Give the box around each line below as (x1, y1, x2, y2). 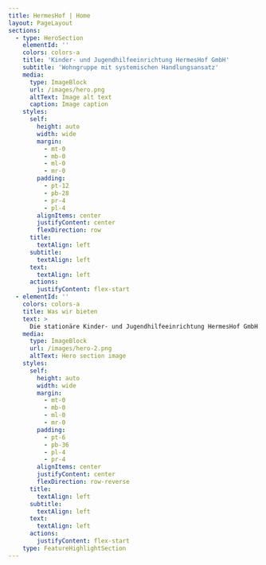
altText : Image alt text (29, 93, 112, 101)
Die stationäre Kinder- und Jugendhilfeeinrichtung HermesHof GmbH (29, 322, 259, 330)
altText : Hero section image (29, 352, 127, 360)
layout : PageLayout (8, 19, 73, 27)
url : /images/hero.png (29, 85, 105, 94)
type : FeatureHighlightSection (22, 544, 127, 552)
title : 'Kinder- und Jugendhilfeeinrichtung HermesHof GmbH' (22, 56, 229, 64)
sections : (8, 26, 41, 34)
